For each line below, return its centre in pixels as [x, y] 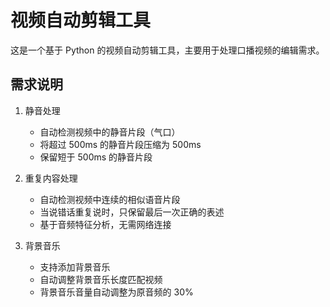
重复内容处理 [51, 178]
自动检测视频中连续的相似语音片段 [110, 199]
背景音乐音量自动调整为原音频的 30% [116, 292]
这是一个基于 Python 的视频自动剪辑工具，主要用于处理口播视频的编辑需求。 [167, 50]
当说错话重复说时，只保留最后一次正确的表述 [132, 212]
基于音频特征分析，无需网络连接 [105, 224]
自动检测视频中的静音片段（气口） [110, 132]
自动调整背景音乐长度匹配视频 [101, 279]
